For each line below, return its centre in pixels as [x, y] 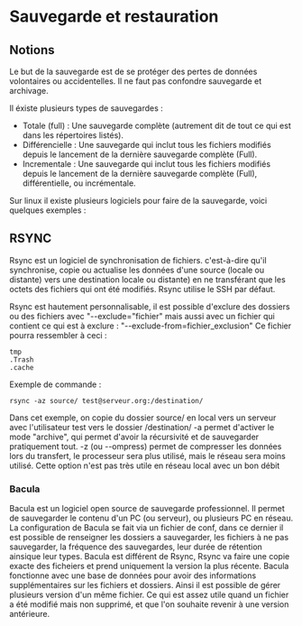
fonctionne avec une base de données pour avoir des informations [133, 575]
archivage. [29, 91]
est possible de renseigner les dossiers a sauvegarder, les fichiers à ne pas [149, 538]
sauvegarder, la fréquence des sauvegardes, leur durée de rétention [136, 547]
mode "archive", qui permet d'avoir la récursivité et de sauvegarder [134, 437]
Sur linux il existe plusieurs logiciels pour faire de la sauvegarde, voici [138, 201]
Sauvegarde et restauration [114, 17]
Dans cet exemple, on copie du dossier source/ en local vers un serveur [143, 418]
